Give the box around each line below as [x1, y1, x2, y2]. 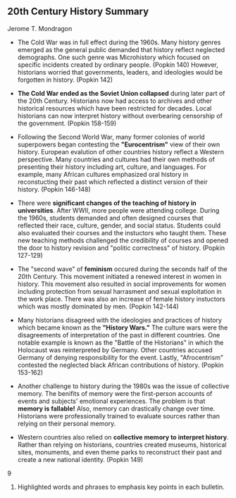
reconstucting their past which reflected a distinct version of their [17, 178, 208, 186]
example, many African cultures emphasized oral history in [17, 170, 189, 178]
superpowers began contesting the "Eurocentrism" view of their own [17, 140, 221, 149]
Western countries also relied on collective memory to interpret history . [17, 432, 229, 441]
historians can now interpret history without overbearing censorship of [17, 111, 223, 120]
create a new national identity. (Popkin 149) [17, 455, 144, 463]
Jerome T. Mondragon [7, 24, 73, 32]
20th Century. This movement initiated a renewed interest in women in [17, 272, 222, 280]
